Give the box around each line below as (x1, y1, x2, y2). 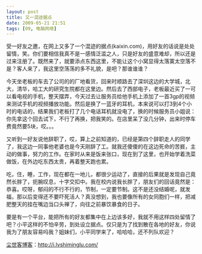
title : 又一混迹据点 (6, 14, 52, 20)
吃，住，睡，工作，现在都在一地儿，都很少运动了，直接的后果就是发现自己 (6, 171, 191, 178)
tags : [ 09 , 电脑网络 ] (6, 25, 57, 32)
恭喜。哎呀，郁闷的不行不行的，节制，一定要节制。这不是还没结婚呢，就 (6, 186, 185, 193)
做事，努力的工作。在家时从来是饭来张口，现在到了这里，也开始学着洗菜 (16, 150, 196, 158)
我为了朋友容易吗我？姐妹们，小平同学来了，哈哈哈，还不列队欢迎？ (6, 228, 175, 235)
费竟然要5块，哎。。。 (6, 123, 57, 130)
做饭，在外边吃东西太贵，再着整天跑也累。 (6, 158, 112, 165)
